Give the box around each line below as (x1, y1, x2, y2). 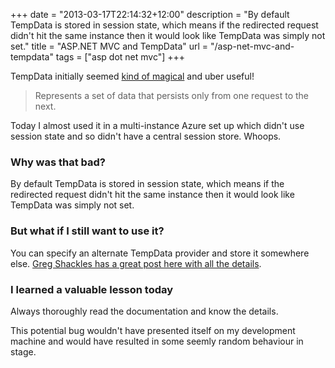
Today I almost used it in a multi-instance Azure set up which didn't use (10, 120, 305, 131)
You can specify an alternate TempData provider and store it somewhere (10, 247, 310, 259)
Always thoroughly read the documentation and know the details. (10, 305, 279, 317)
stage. (10, 345, 37, 358)
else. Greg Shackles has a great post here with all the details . (10, 257, 262, 269)
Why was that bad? (10, 155, 107, 169)
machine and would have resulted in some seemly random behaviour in (10, 335, 304, 347)
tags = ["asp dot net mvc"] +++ (55, 51, 186, 63)
